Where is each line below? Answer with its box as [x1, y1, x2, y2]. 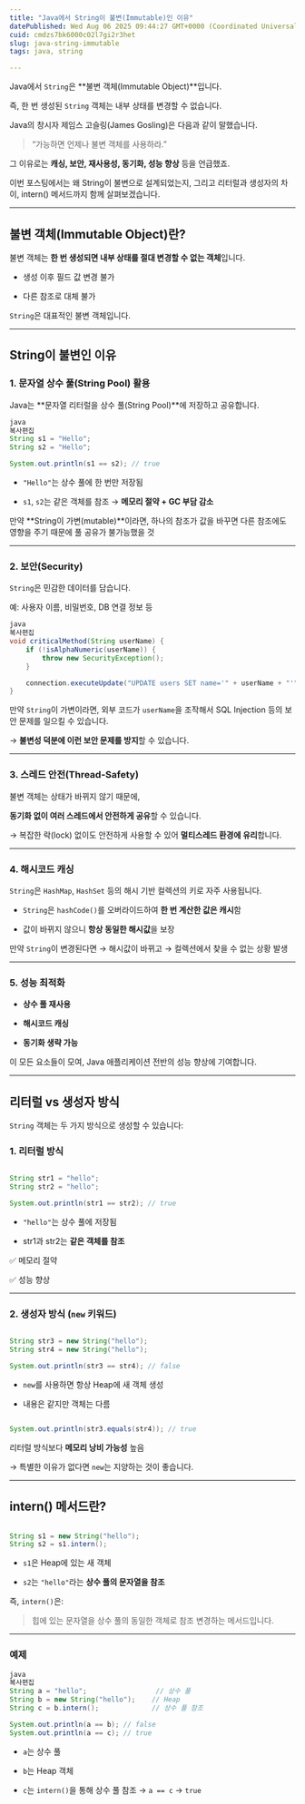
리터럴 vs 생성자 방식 [9, 1094, 120, 1110]
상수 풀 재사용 [22, 999, 71, 1010]
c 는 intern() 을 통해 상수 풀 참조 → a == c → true [22, 1784, 202, 1795]
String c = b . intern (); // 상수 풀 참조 [9, 1703, 204, 1713]
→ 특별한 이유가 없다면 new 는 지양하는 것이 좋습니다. [9, 1461, 194, 1472]
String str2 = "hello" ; [9, 1182, 100, 1191]
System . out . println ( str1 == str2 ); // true [9, 1199, 177, 1208]
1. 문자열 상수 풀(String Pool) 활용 [9, 377, 151, 390]
